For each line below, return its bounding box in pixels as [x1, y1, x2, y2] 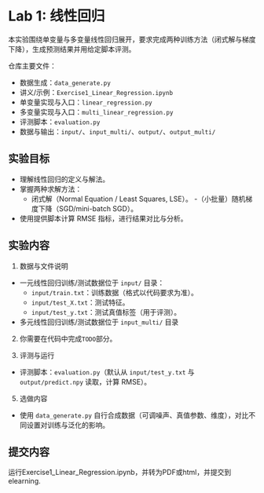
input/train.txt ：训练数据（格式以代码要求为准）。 [31, 287, 198, 297]
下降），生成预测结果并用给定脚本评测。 [8, 44, 136, 53]
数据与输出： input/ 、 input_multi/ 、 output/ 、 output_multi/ [19, 126, 216, 136]
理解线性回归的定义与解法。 [19, 174, 110, 184]
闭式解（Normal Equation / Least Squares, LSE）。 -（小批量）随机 [31, 194, 246, 203]
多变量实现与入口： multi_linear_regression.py [19, 107, 174, 116]
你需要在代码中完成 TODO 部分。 [19, 334, 117, 343]
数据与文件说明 [19, 261, 68, 271]
